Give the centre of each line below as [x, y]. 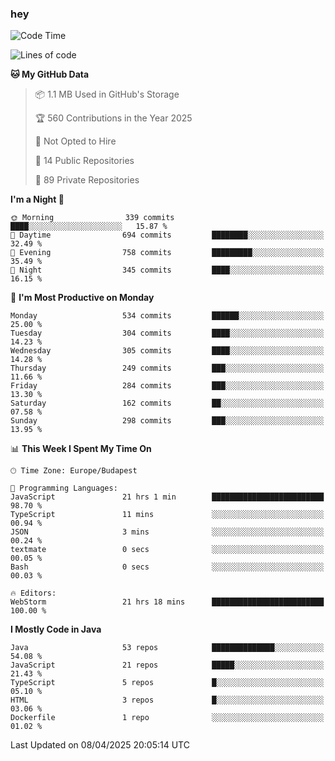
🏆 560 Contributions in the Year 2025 [113, 118]
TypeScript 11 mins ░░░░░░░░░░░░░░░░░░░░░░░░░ [167, 515]
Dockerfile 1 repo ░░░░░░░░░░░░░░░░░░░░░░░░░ [167, 718]
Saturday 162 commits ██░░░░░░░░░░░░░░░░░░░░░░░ [167, 403]
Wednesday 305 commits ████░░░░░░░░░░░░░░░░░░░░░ [167, 351]
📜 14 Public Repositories [84, 161]
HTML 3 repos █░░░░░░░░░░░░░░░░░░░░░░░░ [167, 700]
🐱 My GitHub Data [50, 74]
